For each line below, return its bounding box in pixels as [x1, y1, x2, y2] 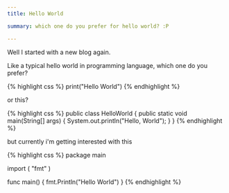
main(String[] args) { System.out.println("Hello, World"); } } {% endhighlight [7, 116, 223, 125]
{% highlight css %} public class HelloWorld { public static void [7, 109, 187, 117]
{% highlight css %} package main [7, 151, 106, 159]
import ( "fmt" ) [7, 164, 51, 172]
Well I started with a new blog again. [7, 48, 111, 56]
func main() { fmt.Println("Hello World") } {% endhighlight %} [7, 178, 182, 186]
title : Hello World [7, 10, 64, 17]
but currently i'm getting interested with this [7, 137, 133, 146]
